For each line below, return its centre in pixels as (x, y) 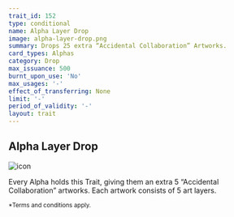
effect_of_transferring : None (60, 91)
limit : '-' (27, 99)
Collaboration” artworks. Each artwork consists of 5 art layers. (113, 190)
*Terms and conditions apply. (50, 205)
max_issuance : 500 (39, 69)
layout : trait (32, 114)
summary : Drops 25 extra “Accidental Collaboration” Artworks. (118, 46)
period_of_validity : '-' (50, 106)
